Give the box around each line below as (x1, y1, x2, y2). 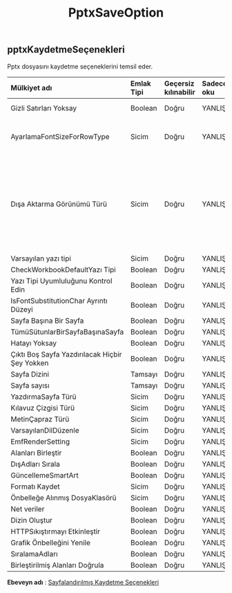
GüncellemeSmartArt (10, 470, 79, 480)
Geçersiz (164, 78, 195, 88)
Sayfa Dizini (10, 369, 50, 379)
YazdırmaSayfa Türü (10, 392, 77, 402)
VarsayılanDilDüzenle (10, 425, 79, 435)
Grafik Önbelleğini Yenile (10, 538, 91, 547)
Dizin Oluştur (10, 515, 53, 525)
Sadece (202, 78, 228, 88)
